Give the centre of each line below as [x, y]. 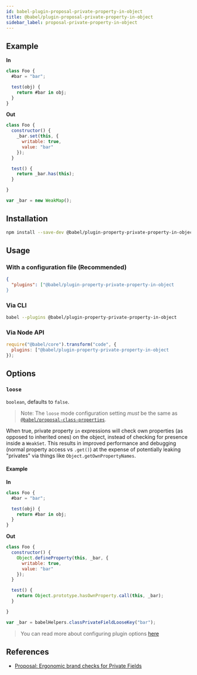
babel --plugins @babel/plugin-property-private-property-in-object [91, 318]
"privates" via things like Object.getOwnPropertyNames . [71, 455]
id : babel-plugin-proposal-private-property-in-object [74, 11]
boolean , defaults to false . [38, 401]
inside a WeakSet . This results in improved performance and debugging [91, 443]
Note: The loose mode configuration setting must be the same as [99, 413]
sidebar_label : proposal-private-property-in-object [72, 22]
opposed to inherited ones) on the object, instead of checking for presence [97, 437]
